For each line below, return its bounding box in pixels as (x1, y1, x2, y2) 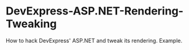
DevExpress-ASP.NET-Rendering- (6, 4, 183, 18)
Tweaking (6, 17, 57, 31)
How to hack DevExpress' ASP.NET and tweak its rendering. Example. (6, 37, 182, 44)
